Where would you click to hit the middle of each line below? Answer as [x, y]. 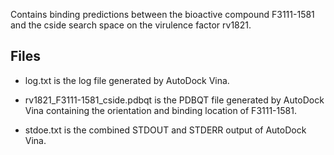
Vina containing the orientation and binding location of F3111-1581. [160, 110]
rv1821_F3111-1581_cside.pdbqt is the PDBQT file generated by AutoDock [174, 100]
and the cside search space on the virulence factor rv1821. [131, 25]
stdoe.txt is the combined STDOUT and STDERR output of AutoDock [165, 130]
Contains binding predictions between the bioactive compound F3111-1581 [162, 14]
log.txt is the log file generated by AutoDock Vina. [127, 80]
